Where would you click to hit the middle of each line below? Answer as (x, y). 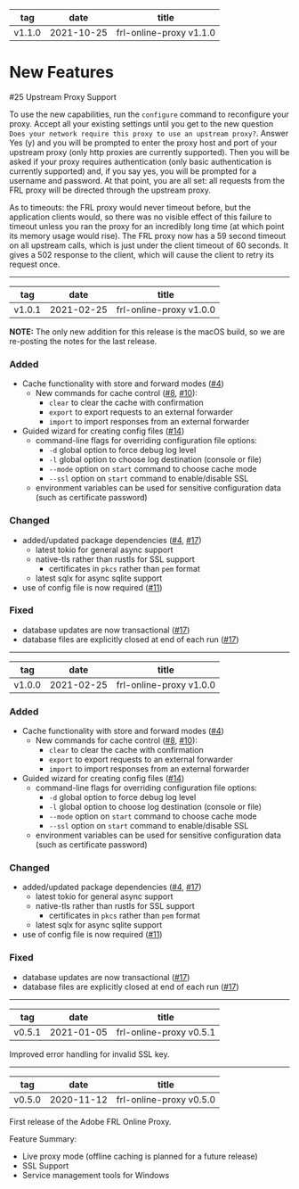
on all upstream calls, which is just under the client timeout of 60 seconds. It (149, 245)
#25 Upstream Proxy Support (63, 96)
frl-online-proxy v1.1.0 (166, 33)
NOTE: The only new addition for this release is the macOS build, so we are (147, 331)
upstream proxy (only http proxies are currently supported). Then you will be (149, 152)
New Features (61, 73)
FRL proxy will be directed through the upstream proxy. (110, 190)
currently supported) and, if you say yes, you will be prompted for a (133, 171)
